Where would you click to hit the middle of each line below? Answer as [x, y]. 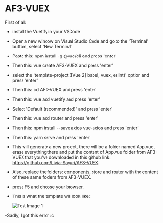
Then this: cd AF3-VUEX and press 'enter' [54, 89]
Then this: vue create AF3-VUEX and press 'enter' [63, 65]
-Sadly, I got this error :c [30, 215]
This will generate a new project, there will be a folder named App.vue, [83, 147]
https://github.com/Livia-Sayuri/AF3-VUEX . [56, 162]
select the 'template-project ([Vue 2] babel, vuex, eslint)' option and [81, 75]
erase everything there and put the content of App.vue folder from [79, 152]
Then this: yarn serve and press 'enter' [51, 137]
